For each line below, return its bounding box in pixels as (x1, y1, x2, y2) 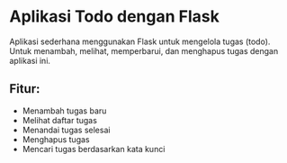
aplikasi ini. (9, 55, 51, 66)
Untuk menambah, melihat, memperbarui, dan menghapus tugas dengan (9, 45, 279, 56)
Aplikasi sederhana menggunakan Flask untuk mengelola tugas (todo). (9, 36, 271, 47)
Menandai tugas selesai (22, 124, 111, 135)
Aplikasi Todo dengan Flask (9, 6, 220, 27)
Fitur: (9, 81, 40, 96)
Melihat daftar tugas (22, 114, 97, 125)
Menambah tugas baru (22, 105, 107, 116)
